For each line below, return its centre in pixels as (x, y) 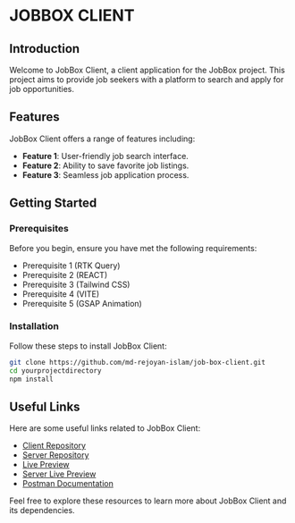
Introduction (45, 49)
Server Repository (55, 455)
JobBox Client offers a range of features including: (102, 139)
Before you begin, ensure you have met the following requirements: (133, 248)
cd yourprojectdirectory (55, 371)
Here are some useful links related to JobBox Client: (105, 428)
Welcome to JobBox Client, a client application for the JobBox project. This (147, 70)
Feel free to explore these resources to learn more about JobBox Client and (148, 501)
